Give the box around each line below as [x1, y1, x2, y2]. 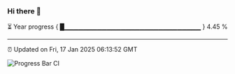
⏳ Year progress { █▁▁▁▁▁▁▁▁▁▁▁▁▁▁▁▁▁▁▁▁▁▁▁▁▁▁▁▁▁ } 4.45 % [7, 22, 228, 31]
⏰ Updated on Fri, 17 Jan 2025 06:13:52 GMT [7, 45, 138, 54]
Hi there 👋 [7, 6, 42, 16]
